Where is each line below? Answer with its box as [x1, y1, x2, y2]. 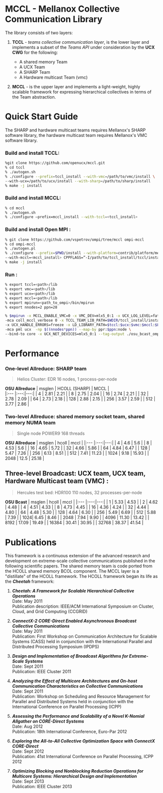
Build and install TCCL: [5, 149, 60, 156]
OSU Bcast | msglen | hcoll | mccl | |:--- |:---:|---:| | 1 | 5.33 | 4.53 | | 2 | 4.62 [5, 499, 158, 505]
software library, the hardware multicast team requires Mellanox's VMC [5, 132, 147, 138]
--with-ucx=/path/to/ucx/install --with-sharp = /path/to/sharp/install [5, 179, 151, 183]
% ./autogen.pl [5, 246, 36, 251]
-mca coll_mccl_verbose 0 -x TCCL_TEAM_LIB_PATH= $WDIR [5, 318, 118, 323]
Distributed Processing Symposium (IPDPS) [12, 644, 99, 650]
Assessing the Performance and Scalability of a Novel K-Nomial [12, 713, 145, 719]
